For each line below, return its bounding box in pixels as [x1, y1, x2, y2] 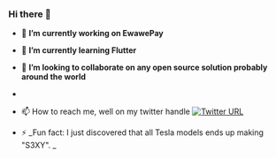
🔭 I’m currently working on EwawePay [20, 28, 165, 39]
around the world [20, 71, 86, 82]
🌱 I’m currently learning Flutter [20, 45, 137, 56]
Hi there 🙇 [8, 8, 52, 20]
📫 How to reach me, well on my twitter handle [20, 106, 191, 117]
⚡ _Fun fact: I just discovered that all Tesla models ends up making [20, 127, 264, 138]
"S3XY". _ [20, 140, 57, 151]
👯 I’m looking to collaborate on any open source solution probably [20, 62, 268, 73]
